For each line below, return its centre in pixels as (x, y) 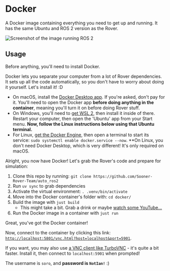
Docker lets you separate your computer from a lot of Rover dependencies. (84, 76)
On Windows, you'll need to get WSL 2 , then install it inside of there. (84, 113)
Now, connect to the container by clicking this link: (58, 232)
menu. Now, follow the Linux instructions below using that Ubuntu (83, 124)
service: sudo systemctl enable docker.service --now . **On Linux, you (88, 140)
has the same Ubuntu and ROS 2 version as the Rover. (62, 28)
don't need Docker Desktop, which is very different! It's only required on (88, 145)
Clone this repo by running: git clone (52, 176)
